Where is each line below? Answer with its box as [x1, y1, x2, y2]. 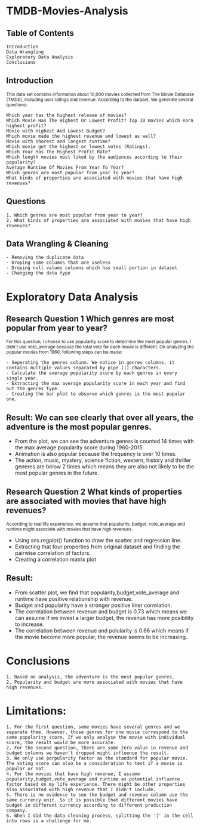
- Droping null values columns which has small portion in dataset [6, 265, 178, 271]
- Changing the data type [6, 270, 70, 276]
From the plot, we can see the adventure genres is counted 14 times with [14, 437, 194, 445]
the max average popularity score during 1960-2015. [14, 444, 144, 451]
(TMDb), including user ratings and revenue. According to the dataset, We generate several [6, 97, 193, 103]
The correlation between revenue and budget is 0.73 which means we [14, 607, 187, 615]
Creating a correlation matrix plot [14, 556, 97, 563]
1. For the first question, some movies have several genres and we [6, 724, 180, 730]
